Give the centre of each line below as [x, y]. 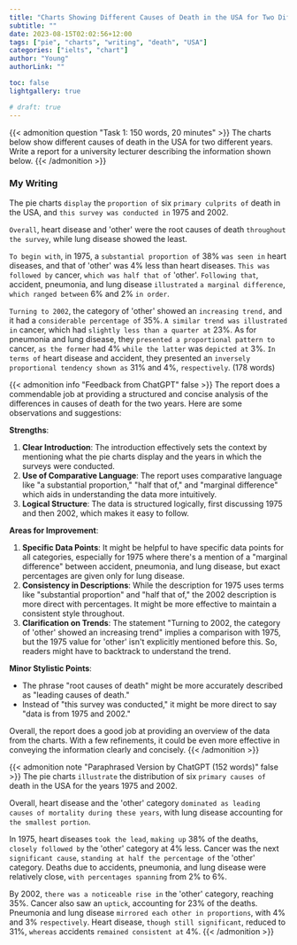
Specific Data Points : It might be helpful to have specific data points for [153, 547]
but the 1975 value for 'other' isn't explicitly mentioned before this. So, [149, 641]
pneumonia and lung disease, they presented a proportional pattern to [142, 339]
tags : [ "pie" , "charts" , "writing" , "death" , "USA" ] [108, 42]
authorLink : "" [37, 67]
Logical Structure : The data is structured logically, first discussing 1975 [152, 504]
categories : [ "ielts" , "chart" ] [69, 51]
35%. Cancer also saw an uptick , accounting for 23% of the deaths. [133, 903]
